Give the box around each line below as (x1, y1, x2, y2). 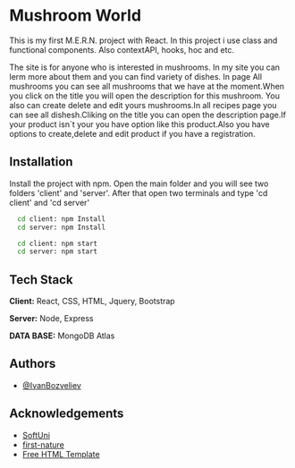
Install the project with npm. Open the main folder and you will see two (9, 178, 269, 189)
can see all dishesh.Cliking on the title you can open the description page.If (9, 109, 286, 120)
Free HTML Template (21, 448, 100, 459)
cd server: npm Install (17, 223, 105, 232)
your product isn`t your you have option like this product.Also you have (9, 118, 270, 130)
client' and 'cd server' (9, 197, 90, 208)
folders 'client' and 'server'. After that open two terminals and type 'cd (9, 187, 268, 198)
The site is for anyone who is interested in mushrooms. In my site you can (9, 62, 280, 72)
